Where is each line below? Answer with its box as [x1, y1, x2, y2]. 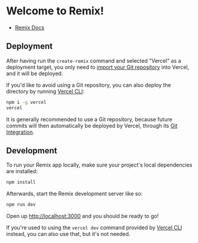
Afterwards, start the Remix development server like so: [6, 190, 143, 198]
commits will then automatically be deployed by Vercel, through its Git [6, 122, 178, 129]
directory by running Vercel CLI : [6, 88, 85, 95]
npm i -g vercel [6, 99, 47, 105]
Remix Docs [14, 24, 45, 31]
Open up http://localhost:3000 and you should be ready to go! [6, 213, 159, 220]
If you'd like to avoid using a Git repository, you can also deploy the [6, 81, 171, 88]
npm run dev [6, 202, 36, 208]
